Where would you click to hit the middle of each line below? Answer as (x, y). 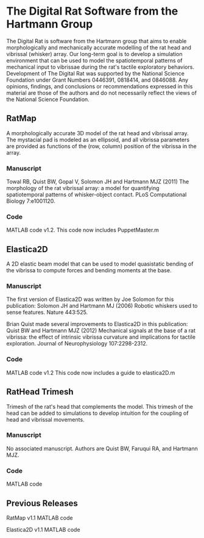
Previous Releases (42, 503)
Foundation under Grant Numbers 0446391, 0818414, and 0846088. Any (97, 80)
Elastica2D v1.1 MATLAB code (43, 529)
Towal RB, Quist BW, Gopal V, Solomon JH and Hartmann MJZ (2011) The (98, 182)
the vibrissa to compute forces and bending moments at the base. (89, 271)
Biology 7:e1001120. (31, 201)
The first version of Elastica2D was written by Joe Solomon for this (90, 299)
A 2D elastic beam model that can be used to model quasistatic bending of (100, 264)
